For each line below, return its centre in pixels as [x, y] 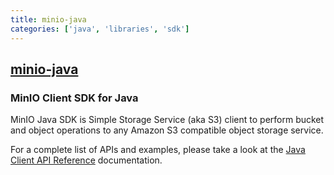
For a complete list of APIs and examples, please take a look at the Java [158, 150]
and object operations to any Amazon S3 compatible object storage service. [167, 130]
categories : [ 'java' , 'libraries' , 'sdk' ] [100, 29]
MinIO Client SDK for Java [74, 98]
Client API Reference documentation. [86, 160]
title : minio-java [48, 19]
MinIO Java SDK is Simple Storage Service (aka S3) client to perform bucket [167, 120]
